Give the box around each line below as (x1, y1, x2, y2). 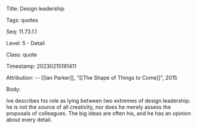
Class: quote (6, 51, 38, 58)
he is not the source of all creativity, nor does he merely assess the (6, 103, 171, 111)
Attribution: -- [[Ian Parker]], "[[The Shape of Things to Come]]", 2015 (6, 74, 177, 81)
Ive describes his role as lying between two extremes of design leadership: (6, 97, 191, 104)
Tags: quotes (6, 17, 39, 23)
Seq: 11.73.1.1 (6, 28, 37, 35)
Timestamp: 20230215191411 (6, 62, 76, 70)
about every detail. (6, 116, 53, 123)
